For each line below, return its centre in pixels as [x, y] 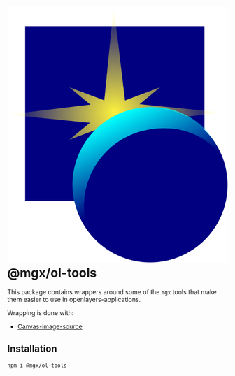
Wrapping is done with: [41, 313]
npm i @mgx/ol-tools [37, 366]
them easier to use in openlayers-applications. [74, 300]
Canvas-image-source [50, 326]
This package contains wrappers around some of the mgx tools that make [112, 292]
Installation [32, 348]
